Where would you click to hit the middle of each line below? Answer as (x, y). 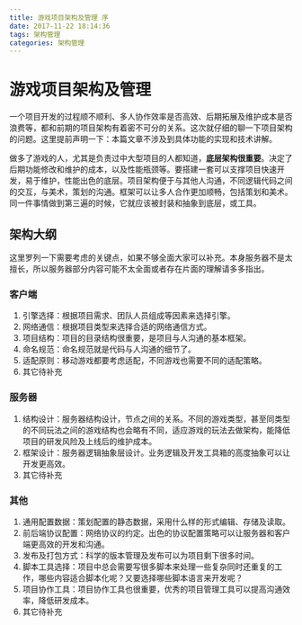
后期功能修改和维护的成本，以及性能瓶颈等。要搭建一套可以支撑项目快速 (143, 170)
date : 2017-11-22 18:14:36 (60, 26)
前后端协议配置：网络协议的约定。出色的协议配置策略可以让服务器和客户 (156, 532)
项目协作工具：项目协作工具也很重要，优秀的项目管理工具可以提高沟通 (152, 589)
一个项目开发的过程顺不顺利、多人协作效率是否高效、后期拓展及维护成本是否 (151, 117)
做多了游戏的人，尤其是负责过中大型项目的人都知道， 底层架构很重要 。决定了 (151, 158)
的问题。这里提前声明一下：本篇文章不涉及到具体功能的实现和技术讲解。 (143, 139)
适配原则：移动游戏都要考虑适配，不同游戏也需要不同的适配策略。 (144, 361)
